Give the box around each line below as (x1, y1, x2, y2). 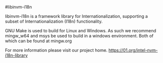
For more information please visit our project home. (5, 48, 108, 53)
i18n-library (5, 52, 28, 58)
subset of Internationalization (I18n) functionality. (5, 19, 103, 24)
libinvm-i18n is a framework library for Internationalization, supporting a (5, 13, 148, 19)
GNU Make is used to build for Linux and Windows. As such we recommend (5, 28, 157, 33)
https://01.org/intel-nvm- (108, 48, 158, 53)
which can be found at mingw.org (5, 38, 72, 44)
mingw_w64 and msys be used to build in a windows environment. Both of (5, 33, 154, 38)
